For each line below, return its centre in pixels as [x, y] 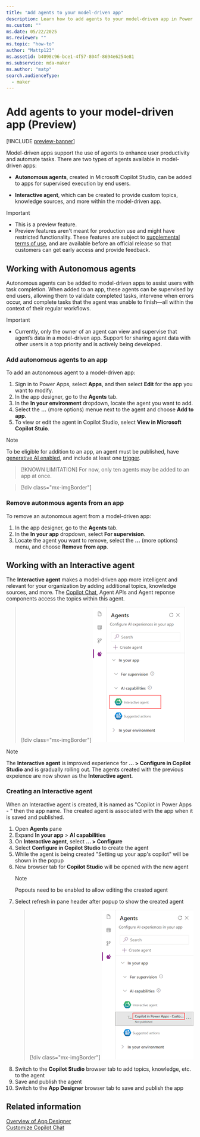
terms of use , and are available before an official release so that [93, 244]
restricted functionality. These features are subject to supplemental [97, 237]
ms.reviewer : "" [26, 38]
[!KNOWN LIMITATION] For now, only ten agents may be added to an [105, 470]
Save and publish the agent [48, 1081]
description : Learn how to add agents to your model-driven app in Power [100, 19]
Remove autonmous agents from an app [65, 503]
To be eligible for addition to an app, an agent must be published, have [93, 452]
